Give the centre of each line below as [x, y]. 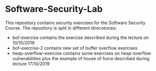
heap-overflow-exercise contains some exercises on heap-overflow [82, 53]
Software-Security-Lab [54, 9]
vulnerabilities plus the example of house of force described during [81, 58]
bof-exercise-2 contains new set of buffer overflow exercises [75, 48]
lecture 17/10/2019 [31, 64]
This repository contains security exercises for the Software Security [75, 23]
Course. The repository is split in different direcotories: [61, 28]
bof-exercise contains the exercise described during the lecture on [80, 37]
